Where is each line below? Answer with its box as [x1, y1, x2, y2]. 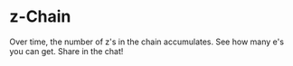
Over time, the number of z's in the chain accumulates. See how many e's [9, 36, 285, 47]
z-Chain [9, 6, 71, 27]
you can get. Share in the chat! [9, 45, 124, 56]
